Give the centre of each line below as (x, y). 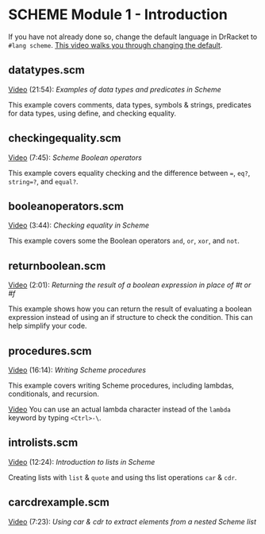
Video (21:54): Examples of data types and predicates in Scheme (115, 89)
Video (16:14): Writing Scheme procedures (77, 370)
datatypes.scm (47, 70)
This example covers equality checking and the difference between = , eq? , (129, 173)
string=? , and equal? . (43, 181)
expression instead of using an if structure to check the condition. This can (131, 318)
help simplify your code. (48, 326)
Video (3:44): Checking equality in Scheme (79, 225)
